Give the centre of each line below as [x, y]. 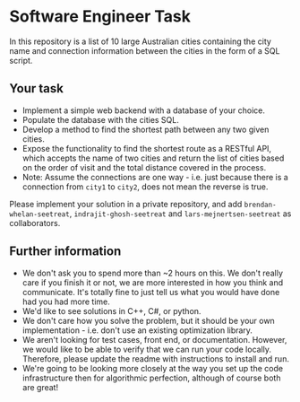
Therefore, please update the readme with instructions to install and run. [155, 358]
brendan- [260, 205]
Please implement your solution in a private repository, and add [126, 204]
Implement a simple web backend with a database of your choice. [144, 110]
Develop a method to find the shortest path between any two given [146, 129]
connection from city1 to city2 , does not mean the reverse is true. [145, 187]
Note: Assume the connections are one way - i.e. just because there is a [155, 177]
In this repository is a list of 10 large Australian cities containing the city [140, 41]
